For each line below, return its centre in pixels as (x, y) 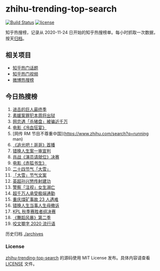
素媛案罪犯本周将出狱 (34, 115)
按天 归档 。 (16, 38)
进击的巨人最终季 (29, 109)
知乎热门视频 (25, 74)
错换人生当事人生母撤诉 (36, 205)
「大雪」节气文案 (29, 175)
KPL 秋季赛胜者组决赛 (34, 211)
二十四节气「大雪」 (32, 169)
